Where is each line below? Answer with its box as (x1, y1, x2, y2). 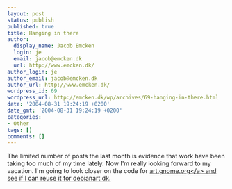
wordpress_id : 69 (7, 88, 58, 94)
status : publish (7, 17, 54, 24)
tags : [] (7, 126, 33, 133)
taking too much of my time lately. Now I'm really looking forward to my (7, 159, 211, 167)
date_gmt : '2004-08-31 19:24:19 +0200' (7, 107, 123, 114)
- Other (7, 120, 30, 127)
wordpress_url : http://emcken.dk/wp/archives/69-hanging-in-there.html (7, 94, 219, 101)
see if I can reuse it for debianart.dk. (7, 174, 111, 183)
